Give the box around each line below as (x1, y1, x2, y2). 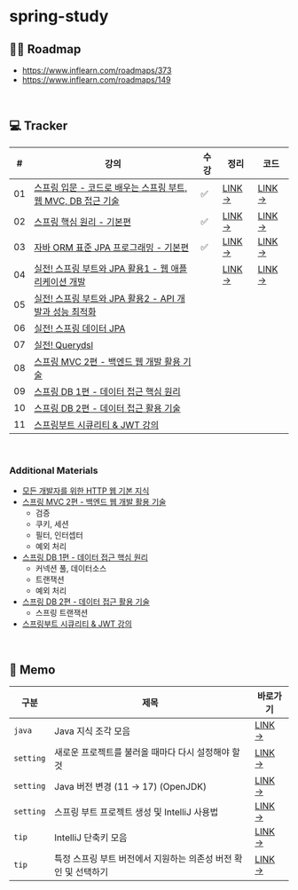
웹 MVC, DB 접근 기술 (34, 194, 120, 207)
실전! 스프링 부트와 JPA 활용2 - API (34, 292, 175, 304)
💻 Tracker (9, 118, 68, 134)
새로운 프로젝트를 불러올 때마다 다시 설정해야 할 (54, 745, 241, 758)
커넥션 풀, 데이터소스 (35, 563, 107, 574)
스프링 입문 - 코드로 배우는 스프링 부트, (34, 181, 188, 193)
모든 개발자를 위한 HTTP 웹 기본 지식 (21, 485, 150, 496)
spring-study (9, 6, 109, 27)
